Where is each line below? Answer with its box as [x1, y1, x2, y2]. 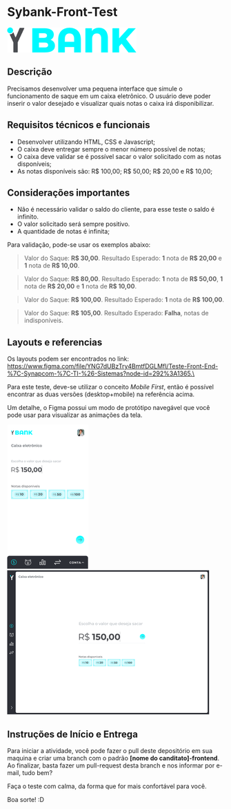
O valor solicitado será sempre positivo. [17, 220, 130, 228]
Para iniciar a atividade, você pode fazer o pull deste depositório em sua [7, 747, 212, 754]
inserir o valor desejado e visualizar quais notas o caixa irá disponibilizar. [7, 99, 214, 107]
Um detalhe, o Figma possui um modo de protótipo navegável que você [7, 404, 210, 412]
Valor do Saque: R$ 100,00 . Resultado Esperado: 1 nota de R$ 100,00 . [23, 295, 225, 304]
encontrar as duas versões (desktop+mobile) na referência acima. [7, 390, 195, 398]
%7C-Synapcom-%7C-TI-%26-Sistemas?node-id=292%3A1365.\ [7, 369, 195, 378]
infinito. [17, 212, 39, 221]
